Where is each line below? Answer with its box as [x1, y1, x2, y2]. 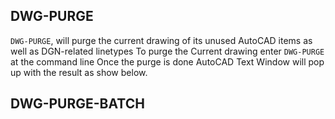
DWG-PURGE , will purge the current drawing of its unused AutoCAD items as [10, 34, 313, 46]
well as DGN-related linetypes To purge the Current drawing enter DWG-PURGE [10, 45, 325, 57]
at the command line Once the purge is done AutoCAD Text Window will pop [10, 55, 325, 68]
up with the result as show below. [10, 66, 148, 78]
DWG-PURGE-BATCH [10, 95, 145, 113]
